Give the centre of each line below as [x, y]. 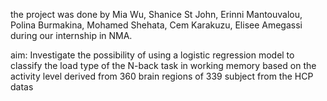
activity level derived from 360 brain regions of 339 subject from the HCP [162, 76]
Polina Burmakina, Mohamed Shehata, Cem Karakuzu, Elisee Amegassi [156, 25]
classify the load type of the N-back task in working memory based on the [163, 65]
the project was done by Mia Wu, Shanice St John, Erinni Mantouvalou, [156, 14]
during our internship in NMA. [71, 35]
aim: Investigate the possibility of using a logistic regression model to [152, 55]
